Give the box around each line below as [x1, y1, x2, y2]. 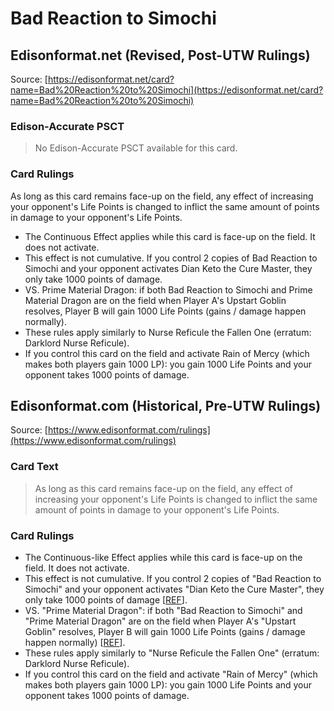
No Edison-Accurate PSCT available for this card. [34, 142, 238, 154]
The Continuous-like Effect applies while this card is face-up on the [24, 552, 303, 563]
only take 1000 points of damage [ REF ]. [24, 594, 188, 606]
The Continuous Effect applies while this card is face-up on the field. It [24, 230, 316, 242]
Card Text [10, 460, 59, 474]
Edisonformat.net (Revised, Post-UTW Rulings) [10, 47, 311, 64]
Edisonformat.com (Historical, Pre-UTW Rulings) [10, 397, 322, 414]
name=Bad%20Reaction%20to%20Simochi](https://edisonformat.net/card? [10, 84, 324, 96]
